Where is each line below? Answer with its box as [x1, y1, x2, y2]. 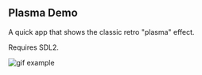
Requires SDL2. [8, 43, 60, 52]
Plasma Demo [8, 6, 78, 20]
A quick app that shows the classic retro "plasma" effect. [8, 27, 195, 36]
